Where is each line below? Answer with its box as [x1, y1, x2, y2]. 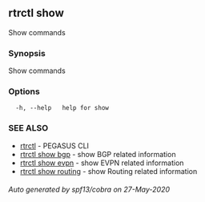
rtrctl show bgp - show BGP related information [19, 149, 176, 159]
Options [8, 86, 40, 97]
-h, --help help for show [15, 104, 110, 112]
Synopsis [8, 47, 46, 59]
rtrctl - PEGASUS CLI [19, 140, 90, 151]
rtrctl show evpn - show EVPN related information [19, 158, 184, 168]
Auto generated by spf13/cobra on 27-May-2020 [8, 184, 171, 195]
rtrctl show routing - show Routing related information [19, 166, 198, 176]
